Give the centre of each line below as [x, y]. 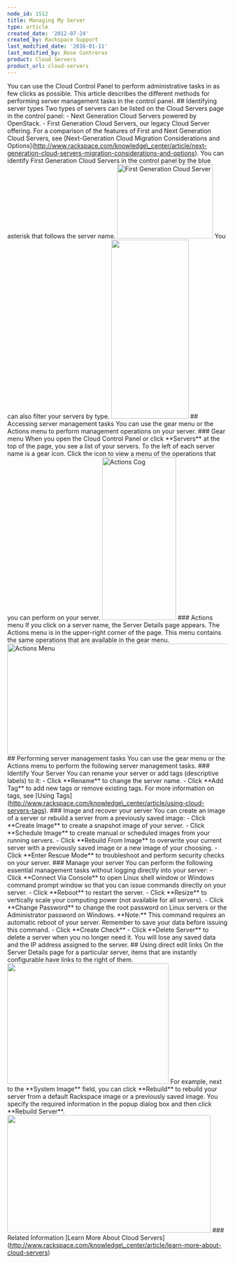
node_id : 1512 [28, 14]
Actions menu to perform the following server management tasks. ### [108, 766]
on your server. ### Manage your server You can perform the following [110, 862]
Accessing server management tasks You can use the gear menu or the [111, 423]
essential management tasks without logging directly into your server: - [110, 870]
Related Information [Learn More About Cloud [73, 1237]
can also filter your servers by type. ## [103, 416]
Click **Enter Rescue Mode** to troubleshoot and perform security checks [116, 855]
